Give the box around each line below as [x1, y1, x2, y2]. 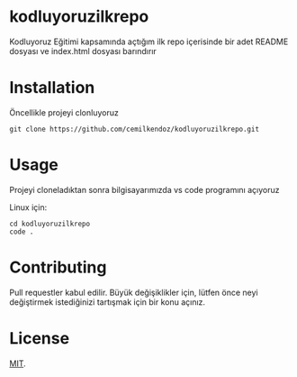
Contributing [9, 257, 107, 277]
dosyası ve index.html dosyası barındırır [9, 45, 157, 56]
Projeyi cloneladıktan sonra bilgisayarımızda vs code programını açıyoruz [9, 184, 280, 195]
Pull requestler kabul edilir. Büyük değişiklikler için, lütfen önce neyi [9, 287, 258, 298]
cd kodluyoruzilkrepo [9, 219, 91, 228]
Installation [9, 78, 95, 98]
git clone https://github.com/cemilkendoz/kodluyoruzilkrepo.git [9, 124, 259, 133]
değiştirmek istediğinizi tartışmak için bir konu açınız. [9, 296, 205, 308]
